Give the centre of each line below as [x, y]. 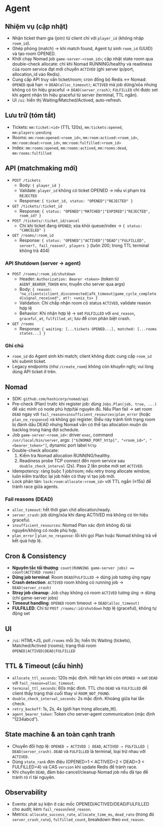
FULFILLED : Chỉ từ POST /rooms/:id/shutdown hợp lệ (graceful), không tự [84, 608]
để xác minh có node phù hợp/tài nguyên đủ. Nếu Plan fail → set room [82, 409]
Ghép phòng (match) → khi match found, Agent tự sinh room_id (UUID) [82, 48]
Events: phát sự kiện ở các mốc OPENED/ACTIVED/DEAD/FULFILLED [81, 804]
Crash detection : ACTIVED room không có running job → [68, 582]
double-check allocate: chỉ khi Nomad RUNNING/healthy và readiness [82, 64]
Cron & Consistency [36, 556]
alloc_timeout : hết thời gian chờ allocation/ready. [61, 510]
